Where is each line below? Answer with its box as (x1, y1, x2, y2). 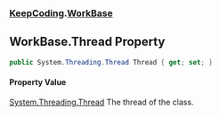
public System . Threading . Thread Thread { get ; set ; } (9, 58, 214, 66)
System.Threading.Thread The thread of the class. (9, 97, 194, 107)
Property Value (9, 77, 67, 88)
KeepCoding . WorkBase (9, 7, 113, 19)
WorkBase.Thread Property (9, 35, 166, 50)
